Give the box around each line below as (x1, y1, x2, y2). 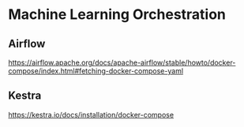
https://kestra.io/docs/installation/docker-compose (8, 110, 175, 119)
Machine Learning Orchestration (8, 6, 227, 24)
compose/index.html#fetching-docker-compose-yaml (8, 66, 184, 76)
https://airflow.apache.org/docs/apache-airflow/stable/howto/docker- (8, 58, 236, 67)
